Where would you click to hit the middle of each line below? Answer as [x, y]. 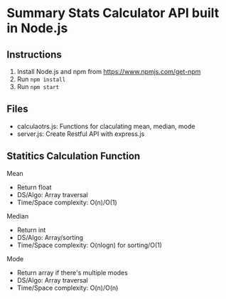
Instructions [34, 54]
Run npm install [41, 79]
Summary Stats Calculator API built [113, 13]
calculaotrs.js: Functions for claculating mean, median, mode [106, 126]
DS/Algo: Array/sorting [50, 237]
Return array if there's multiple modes [72, 273]
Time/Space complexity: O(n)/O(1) [67, 202]
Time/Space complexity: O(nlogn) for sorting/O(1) [90, 245]
